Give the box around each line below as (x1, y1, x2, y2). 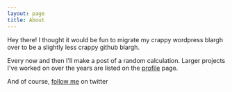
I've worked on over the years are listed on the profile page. (7, 64, 179, 72)
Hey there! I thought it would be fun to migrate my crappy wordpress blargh (7, 35, 224, 44)
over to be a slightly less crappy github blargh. (7, 43, 140, 51)
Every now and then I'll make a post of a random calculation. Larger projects (7, 56, 226, 64)
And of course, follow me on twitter (7, 77, 108, 85)
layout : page (7, 10, 45, 17)
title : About (7, 17, 45, 24)
